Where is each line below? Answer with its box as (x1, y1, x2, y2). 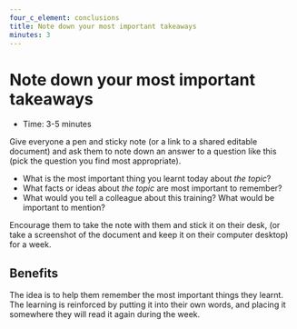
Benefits (9, 265, 59, 281)
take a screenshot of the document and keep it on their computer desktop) (9, 229, 289, 241)
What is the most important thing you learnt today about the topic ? (22, 174, 272, 184)
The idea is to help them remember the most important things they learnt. (9, 290, 284, 301)
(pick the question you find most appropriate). (9, 155, 182, 166)
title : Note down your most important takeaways (9, 22, 197, 31)
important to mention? (22, 202, 106, 214)
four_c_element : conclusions (9, 13, 120, 23)
